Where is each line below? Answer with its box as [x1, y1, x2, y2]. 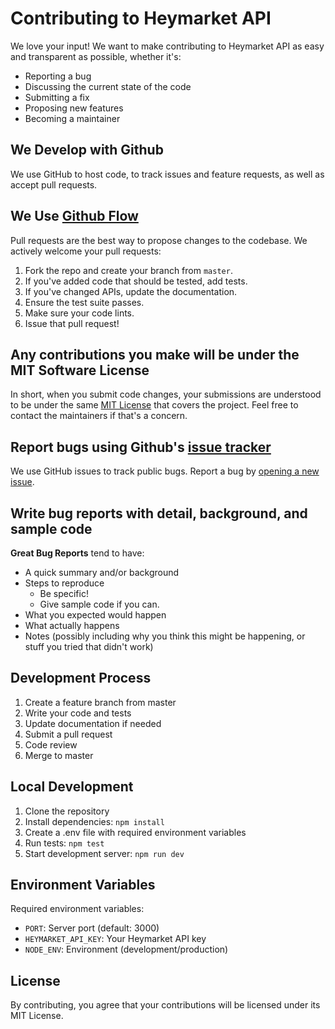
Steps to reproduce [24, 577, 105, 589]
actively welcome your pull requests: [10, 245, 162, 257]
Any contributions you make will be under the [10, 346, 300, 363]
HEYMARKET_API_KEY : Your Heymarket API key [24, 933, 207, 945]
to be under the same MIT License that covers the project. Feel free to [10, 399, 299, 411]
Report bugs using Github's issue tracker [10, 438, 272, 456]
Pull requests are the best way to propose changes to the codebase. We [10, 234, 308, 246]
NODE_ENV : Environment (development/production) [24, 943, 229, 956]
